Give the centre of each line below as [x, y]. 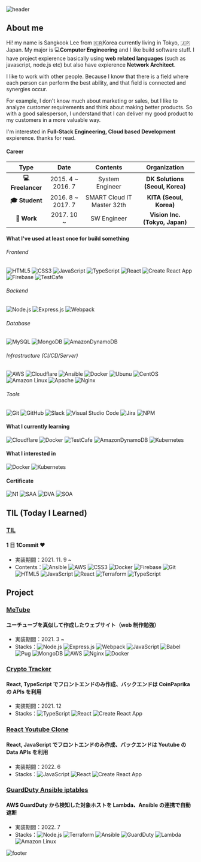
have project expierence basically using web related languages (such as [96, 58]
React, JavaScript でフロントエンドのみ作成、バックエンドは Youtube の [96, 744]
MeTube [18, 610]
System [109, 179]
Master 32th [109, 205]
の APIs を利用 [24, 692]
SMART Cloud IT [109, 197]
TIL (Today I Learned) [47, 513]
